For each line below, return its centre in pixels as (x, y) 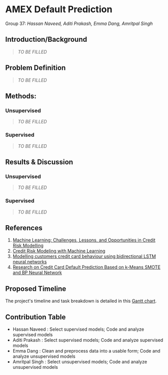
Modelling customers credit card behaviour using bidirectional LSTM (84, 256)
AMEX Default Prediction (59, 9)
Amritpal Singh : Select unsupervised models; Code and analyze (80, 361)
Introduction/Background (46, 39)
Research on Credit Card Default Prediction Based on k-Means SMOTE (87, 267)
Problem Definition (36, 68)
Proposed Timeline (36, 289)
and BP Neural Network (37, 273)
